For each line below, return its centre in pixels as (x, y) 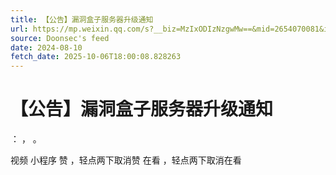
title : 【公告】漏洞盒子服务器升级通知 (82, 19)
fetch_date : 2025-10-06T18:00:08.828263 (96, 57)
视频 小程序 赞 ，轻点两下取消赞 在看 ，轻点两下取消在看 (126, 160)
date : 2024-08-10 (46, 47)
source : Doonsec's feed (60, 38)
